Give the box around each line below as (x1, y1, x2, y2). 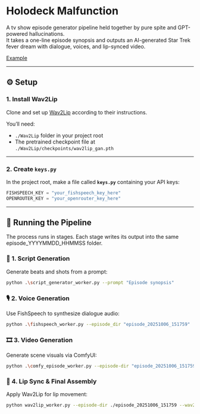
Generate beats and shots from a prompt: (6, 268, 108, 275)
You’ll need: (6, 120, 35, 127)
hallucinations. (29, 30, 65, 37)
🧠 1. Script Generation (6, 254, 70, 263)
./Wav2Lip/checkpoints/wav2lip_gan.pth (14, 145, 114, 151)
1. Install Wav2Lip (6, 95, 58, 104)
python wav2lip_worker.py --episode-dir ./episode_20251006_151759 (6, 402, 177, 409)
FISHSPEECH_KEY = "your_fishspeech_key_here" (6, 189, 121, 196)
